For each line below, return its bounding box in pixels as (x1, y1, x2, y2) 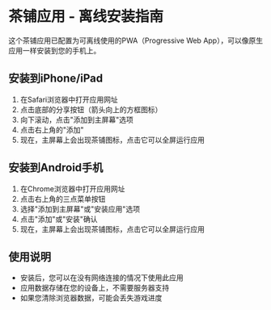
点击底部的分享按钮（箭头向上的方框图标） (19, 104, 163, 114)
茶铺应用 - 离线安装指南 (8, 7, 164, 26)
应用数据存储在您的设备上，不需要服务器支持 (19, 283, 170, 293)
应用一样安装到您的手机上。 (8, 45, 101, 55)
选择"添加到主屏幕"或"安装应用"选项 (19, 203, 140, 214)
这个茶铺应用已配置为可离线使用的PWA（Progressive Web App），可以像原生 (8, 36, 264, 45)
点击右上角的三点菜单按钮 (19, 194, 106, 203)
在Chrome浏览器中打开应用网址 (19, 183, 125, 194)
